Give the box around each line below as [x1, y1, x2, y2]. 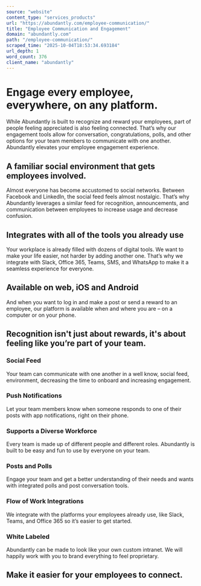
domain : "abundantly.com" [6, 31, 71, 37]
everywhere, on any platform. [6, 98, 158, 112]
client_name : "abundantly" [6, 59, 74, 65]
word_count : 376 [6, 54, 47, 60]
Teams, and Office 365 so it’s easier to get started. [6, 517, 132, 524]
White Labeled [6, 532, 50, 541]
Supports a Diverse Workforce [6, 427, 98, 435]
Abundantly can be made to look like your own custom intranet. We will [6, 546, 183, 553]
